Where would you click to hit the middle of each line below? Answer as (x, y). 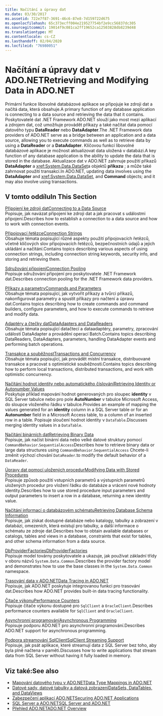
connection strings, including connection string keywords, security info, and (81, 254)
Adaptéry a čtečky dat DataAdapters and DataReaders (59, 323)
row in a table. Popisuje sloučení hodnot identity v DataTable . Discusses (76, 420)
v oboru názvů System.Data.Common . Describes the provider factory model (78, 561)
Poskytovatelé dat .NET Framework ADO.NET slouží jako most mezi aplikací (81, 119)
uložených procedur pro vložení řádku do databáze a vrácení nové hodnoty (81, 485)
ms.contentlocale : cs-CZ (30, 37)
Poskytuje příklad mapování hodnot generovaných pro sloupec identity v (78, 394)
